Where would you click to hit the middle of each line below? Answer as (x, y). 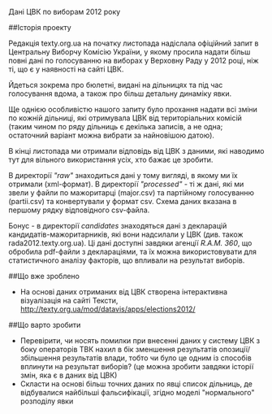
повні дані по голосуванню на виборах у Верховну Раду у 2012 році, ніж (134, 61)
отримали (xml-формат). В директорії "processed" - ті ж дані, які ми (126, 184)
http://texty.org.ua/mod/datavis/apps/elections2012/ (108, 309)
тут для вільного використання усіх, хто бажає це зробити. (111, 159)
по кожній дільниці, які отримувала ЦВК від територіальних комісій (125, 118)
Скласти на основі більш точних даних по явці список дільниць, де (136, 384)
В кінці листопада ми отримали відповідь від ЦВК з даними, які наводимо (136, 151)
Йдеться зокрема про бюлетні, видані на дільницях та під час (116, 85)
